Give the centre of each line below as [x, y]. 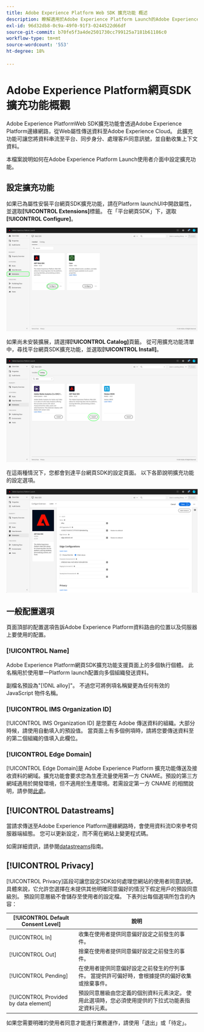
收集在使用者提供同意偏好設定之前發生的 [129, 934]
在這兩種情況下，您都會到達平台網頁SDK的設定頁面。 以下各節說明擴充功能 [100, 472]
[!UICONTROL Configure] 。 [42, 219]
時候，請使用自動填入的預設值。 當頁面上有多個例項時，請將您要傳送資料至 [100, 730]
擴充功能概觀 [39, 105]
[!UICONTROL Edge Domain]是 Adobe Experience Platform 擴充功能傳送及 [99, 769]
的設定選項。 [22, 480]
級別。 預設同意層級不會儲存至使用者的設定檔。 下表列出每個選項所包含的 [98, 896]
